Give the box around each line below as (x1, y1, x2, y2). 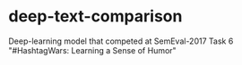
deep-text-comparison (8, 6, 183, 27)
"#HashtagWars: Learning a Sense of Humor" (8, 45, 177, 55)
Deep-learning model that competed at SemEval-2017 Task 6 (8, 36, 234, 46)
